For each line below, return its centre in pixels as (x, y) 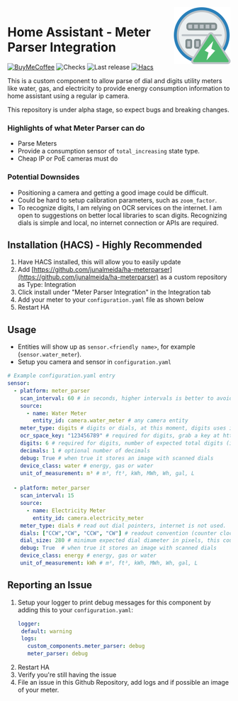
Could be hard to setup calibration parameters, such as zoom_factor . (117, 200)
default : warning (46, 631)
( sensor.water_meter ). (49, 354)
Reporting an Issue (50, 585)
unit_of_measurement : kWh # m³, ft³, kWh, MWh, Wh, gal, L (109, 563)
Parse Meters (37, 143)
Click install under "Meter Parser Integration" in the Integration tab (114, 292)
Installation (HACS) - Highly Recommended (105, 245)
